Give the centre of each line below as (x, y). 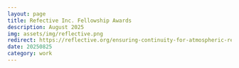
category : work (30, 54)
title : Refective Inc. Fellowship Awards (70, 21)
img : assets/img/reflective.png (55, 34)
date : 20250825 (30, 47)
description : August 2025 (46, 27)
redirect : (22, 40)
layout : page (27, 14)
